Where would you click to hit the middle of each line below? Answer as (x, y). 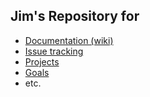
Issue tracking (54, 51)
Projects (42, 61)
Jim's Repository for (75, 16)
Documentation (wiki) (69, 40)
